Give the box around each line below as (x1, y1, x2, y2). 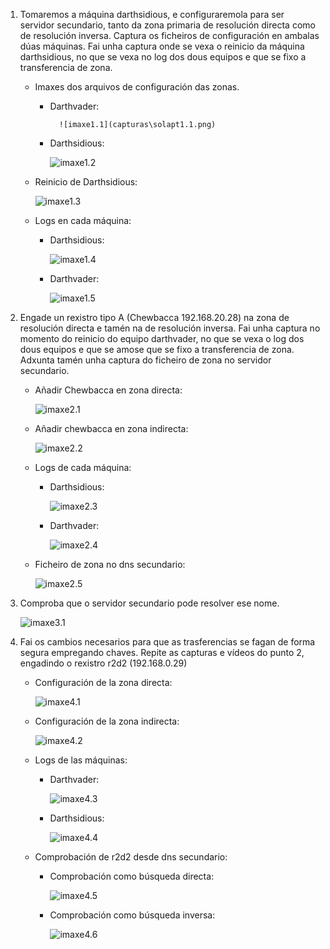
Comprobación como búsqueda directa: (49, 870, 215, 882)
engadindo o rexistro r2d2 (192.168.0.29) (19, 657, 188, 669)
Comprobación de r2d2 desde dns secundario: (34, 851, 228, 863)
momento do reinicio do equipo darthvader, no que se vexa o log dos (19, 333, 305, 344)
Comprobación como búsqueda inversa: (49, 909, 216, 921)
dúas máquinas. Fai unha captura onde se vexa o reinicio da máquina (19, 40, 305, 52)
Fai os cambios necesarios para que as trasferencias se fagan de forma (19, 636, 316, 648)
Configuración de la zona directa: (34, 677, 173, 688)
